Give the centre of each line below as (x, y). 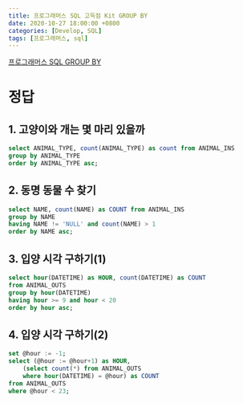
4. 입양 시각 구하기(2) (59, 334)
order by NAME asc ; (41, 232)
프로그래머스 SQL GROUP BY (55, 62)
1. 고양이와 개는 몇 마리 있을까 (77, 129)
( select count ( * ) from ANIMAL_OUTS (82, 368)
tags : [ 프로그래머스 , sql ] (48, 38)
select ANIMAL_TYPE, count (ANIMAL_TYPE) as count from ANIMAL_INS (121, 149)
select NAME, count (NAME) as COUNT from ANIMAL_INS (96, 210)
